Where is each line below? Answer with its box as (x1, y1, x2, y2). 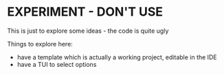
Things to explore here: (7, 40, 74, 48)
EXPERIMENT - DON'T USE (7, 4, 164, 20)
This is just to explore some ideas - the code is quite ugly (7, 27, 169, 35)
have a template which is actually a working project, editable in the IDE (16, 52, 218, 61)
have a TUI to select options (16, 60, 97, 68)
